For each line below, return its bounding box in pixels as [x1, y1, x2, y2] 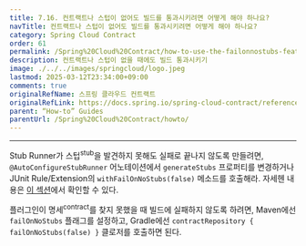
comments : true [9, 81, 67, 90]
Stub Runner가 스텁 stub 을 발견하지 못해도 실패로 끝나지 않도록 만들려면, [9, 149, 264, 160]
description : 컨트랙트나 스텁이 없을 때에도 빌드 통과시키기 [9, 56, 208, 65]
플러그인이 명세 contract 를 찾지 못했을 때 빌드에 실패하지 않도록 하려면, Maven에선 [9, 202, 297, 215]
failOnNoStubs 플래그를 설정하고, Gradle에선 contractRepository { [9, 215, 254, 226]
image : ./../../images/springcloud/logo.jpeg [9, 65, 185, 74]
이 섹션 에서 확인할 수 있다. [25, 184, 119, 195]
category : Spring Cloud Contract [9, 30, 137, 39]
